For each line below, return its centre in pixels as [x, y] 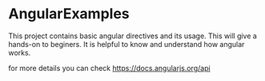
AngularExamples [69, 14]
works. [20, 52]
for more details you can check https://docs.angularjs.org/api [109, 67]
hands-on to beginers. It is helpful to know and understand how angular [126, 44]
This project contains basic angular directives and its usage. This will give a [133, 36]
